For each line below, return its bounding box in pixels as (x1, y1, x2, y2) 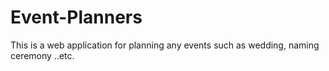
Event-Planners (10, 6, 143, 29)
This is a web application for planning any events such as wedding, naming (10, 39, 320, 51)
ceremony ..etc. (10, 49, 75, 61)
